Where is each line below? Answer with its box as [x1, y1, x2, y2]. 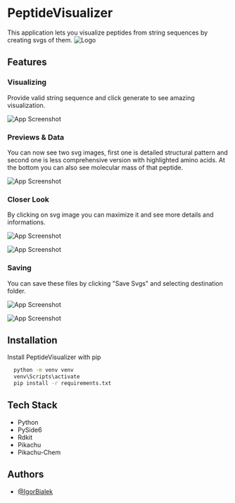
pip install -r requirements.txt [13, 380, 112, 387]
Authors [7, 468, 44, 480]
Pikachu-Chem [17, 448, 61, 456]
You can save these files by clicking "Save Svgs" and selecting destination [7, 279, 223, 287]
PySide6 [17, 425, 42, 434]
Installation [7, 334, 58, 346]
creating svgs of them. [7, 35, 72, 44]
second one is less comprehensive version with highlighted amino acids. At [7, 155, 225, 164]
